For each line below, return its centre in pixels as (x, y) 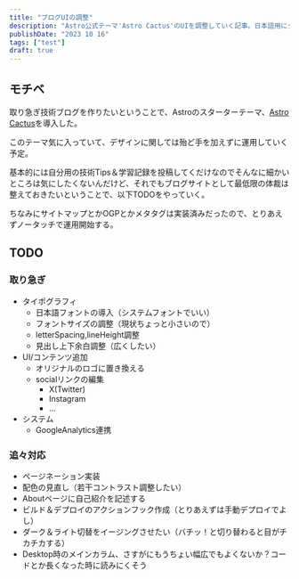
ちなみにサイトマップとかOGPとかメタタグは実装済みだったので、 (130, 213)
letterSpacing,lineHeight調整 (88, 334)
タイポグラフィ (49, 301)
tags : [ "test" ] (37, 42)
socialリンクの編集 (70, 379)
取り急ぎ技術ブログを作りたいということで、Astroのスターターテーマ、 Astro (149, 111)
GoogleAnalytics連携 (73, 429)
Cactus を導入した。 (46, 123)
